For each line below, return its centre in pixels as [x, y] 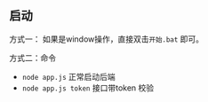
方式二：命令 [32, 58]
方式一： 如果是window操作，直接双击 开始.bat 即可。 [107, 39]
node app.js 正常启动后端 [68, 76]
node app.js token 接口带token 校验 [88, 88]
